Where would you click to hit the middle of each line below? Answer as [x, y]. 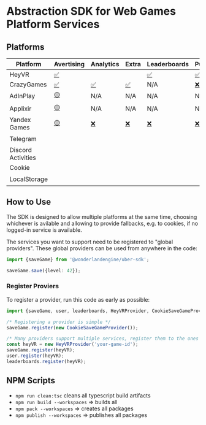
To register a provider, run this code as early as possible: [78, 299]
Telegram [23, 139]
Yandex [20, 120]
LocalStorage [29, 179]
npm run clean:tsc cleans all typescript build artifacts [83, 395]
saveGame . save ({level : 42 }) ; [44, 270]
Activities [23, 158]
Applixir [21, 109]
